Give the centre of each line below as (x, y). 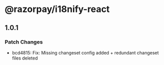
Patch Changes (24, 42)
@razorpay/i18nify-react (57, 9)
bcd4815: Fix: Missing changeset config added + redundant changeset (85, 52)
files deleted (25, 58)
